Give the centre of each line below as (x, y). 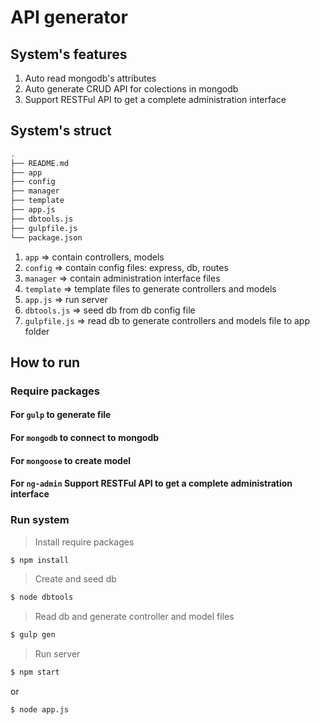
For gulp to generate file (61, 415)
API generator (69, 17)
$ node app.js (40, 710)
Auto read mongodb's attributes (90, 78)
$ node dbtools (42, 597)
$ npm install (40, 560)
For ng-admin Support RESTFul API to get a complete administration (151, 483)
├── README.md (40, 163)
